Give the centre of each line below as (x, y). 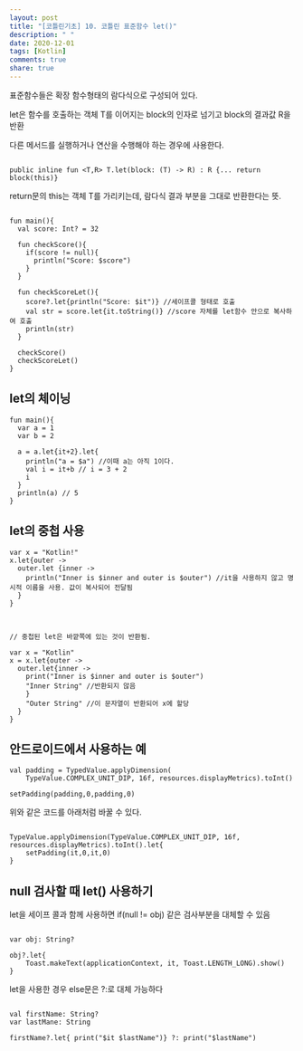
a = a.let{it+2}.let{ (58, 452)
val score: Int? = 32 (58, 229)
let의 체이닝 (40, 399)
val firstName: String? (54, 1015)
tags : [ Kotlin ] (38, 52)
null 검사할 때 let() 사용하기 (81, 891)
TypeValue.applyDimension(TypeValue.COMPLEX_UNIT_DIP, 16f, (125, 837)
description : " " (42, 34)
